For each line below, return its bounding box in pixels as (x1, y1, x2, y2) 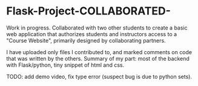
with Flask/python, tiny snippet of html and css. (6, 61, 125, 69)
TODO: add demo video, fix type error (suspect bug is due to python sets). (6, 73, 193, 80)
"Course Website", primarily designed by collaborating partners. (6, 37, 166, 44)
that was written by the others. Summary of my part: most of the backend (6, 55, 190, 62)
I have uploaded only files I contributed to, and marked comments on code (6, 48, 193, 55)
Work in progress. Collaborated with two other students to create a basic (6, 24, 188, 31)
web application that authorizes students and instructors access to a (6, 30, 177, 37)
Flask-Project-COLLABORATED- (6, 4, 171, 18)
